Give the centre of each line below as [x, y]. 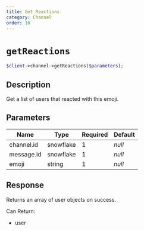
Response [25, 185]
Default [124, 134]
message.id [25, 154]
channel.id [24, 144]
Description [28, 84]
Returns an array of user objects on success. [61, 199]
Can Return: [21, 211]
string [55, 164]
